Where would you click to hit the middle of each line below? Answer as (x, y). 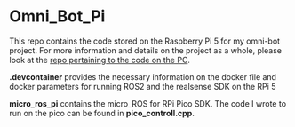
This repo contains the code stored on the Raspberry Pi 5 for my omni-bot (145, 41)
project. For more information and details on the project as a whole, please (146, 50)
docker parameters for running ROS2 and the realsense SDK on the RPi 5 (143, 86)
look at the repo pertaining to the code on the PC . (100, 60)
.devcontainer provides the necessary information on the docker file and (143, 76)
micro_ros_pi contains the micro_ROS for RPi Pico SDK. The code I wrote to (148, 103)
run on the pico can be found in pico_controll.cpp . (102, 113)
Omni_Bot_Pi (57, 16)
